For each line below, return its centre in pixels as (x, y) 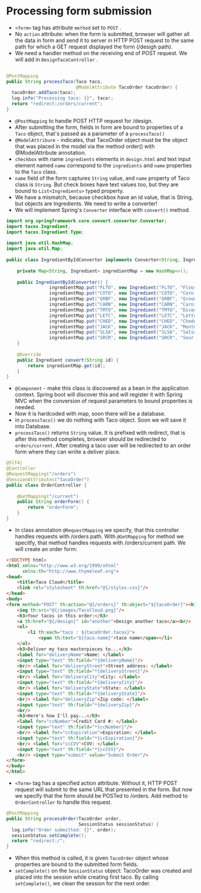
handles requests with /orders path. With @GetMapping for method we (99, 536)
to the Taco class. (36, 171)
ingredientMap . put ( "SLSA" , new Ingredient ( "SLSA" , (113, 332)
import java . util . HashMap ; (40, 243)
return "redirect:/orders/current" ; (57, 104)
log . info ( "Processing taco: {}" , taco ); (63, 98)
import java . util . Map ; (34, 249)
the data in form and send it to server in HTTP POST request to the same (104, 40)
